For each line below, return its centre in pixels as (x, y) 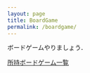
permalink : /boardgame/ (42, 27)
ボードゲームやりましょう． (47, 48)
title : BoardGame (33, 20)
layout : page (26, 14)
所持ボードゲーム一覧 (38, 62)
